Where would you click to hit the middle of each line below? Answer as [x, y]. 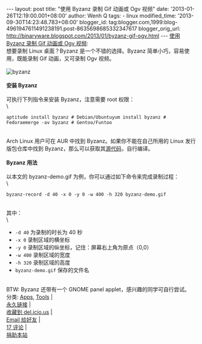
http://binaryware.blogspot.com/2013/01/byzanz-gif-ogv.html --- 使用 [93, 36]
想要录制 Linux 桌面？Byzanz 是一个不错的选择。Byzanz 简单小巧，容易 [95, 51]
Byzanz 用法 [22, 163]
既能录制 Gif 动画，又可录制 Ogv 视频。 [66, 58]
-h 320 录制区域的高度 [43, 263]
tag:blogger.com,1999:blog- [143, 22]
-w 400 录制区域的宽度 [43, 255]
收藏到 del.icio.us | [29, 312]
